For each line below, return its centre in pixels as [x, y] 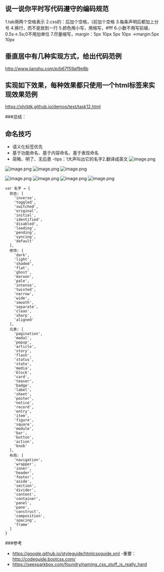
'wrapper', [25, 464]
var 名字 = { [18, 189]
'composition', [30, 516]
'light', [23, 260]
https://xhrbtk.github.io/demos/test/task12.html [53, 107]
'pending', [25, 233]
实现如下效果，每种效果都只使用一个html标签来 [77, 85]
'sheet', [23, 394]
